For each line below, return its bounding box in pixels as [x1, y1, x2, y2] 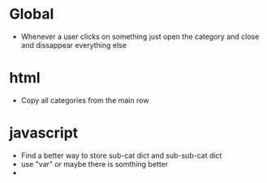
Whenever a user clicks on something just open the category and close [20, 32, 260, 41]
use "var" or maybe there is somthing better [20, 159, 169, 168]
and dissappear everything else [20, 40, 127, 49]
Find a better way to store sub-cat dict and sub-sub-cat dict [20, 151, 222, 160]
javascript [9, 124, 79, 143]
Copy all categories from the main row [20, 95, 149, 105]
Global [9, 5, 54, 23]
